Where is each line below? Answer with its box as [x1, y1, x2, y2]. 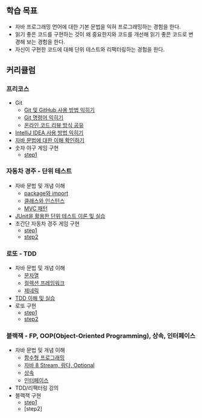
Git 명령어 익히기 [24, 114, 64, 121]
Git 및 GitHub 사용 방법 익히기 [24, 106, 95, 113]
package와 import [24, 190, 68, 197]
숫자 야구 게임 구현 [14, 144, 59, 151]
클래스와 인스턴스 [24, 197, 65, 204]
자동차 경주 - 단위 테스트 [6, 167, 72, 176]
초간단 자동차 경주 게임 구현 [14, 220, 80, 227]
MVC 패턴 [24, 205, 48, 212]
